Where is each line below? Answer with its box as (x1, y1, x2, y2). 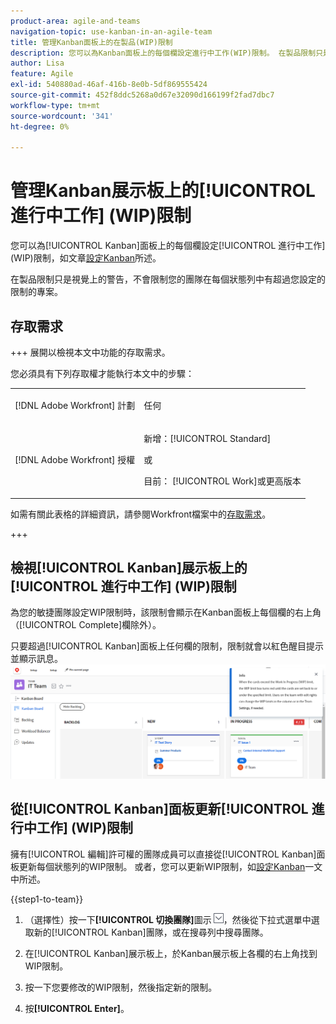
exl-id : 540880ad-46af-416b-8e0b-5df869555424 (10, 80, 208, 90)
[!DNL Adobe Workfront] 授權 (14, 454, 136, 465)
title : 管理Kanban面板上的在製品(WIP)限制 (10, 37, 173, 47)
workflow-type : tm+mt (10, 100, 101, 110)
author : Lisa (10, 58, 65, 69)
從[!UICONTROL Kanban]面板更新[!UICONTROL (10, 801, 309, 818)
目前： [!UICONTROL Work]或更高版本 (143, 475, 302, 487)
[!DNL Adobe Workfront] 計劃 (14, 399, 136, 411)
